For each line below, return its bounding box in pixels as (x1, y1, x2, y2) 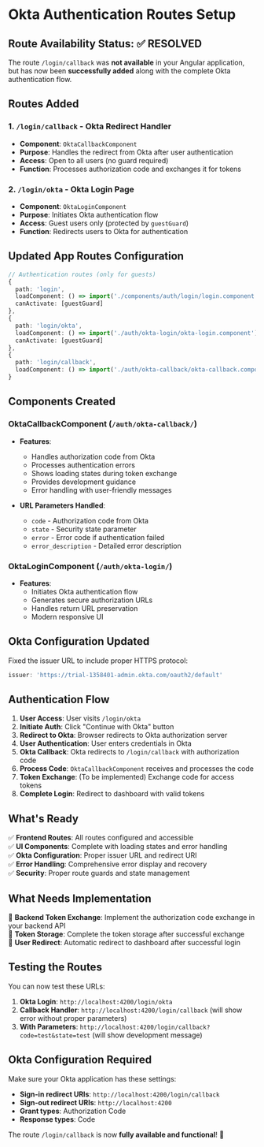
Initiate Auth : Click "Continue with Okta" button (19, 722, 174, 732)
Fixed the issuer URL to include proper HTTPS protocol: (8, 656, 189, 665)
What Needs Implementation (8, 892, 152, 905)
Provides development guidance (31, 477, 136, 486)
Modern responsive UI (31, 612, 104, 621)
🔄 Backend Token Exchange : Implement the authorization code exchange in (8, 913, 255, 922)
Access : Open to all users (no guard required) (19, 155, 169, 165)
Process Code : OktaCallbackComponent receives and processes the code (19, 764, 254, 773)
